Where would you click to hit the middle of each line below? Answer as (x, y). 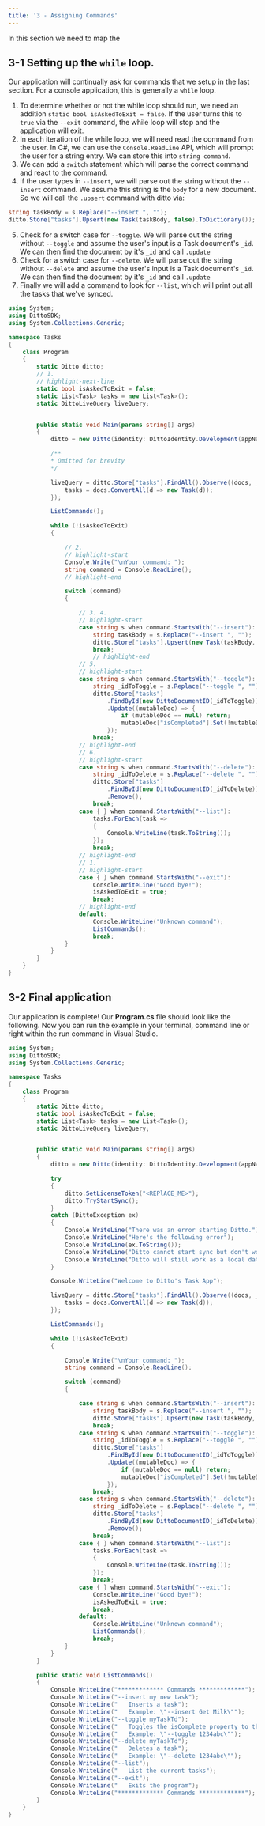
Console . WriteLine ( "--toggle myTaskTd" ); (119, 1719)
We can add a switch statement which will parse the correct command (134, 164)
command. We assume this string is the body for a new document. (149, 190)
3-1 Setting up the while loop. (81, 63)
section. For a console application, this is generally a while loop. (112, 90)
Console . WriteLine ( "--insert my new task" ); (125, 1697)
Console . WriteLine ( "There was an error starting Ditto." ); (163, 1231)
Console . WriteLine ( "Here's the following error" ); (149, 1238)
